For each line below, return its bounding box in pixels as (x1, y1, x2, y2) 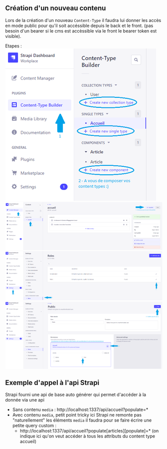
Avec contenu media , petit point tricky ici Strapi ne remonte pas (12, 412, 142, 418)
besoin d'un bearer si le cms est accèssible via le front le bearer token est (5, 27, 157, 34)
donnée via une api (5, 397, 45, 403)
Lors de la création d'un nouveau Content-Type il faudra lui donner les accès (5, 17, 162, 23)
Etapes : (5, 42, 22, 49)
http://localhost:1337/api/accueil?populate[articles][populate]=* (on (19, 428, 159, 434)
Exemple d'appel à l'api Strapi (5, 378, 100, 387)
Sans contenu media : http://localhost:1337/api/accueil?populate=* (12, 407, 149, 413)
